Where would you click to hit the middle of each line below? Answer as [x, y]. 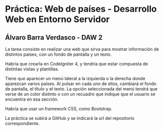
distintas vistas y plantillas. [32, 69]
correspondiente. [23, 123]
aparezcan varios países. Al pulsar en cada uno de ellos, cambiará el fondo [81, 84]
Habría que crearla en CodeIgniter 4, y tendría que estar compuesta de [77, 64]
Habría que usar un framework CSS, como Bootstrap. [59, 109]
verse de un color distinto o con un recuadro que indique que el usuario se [80, 94]
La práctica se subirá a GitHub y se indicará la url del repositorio [70, 118]
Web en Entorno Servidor [58, 19]
